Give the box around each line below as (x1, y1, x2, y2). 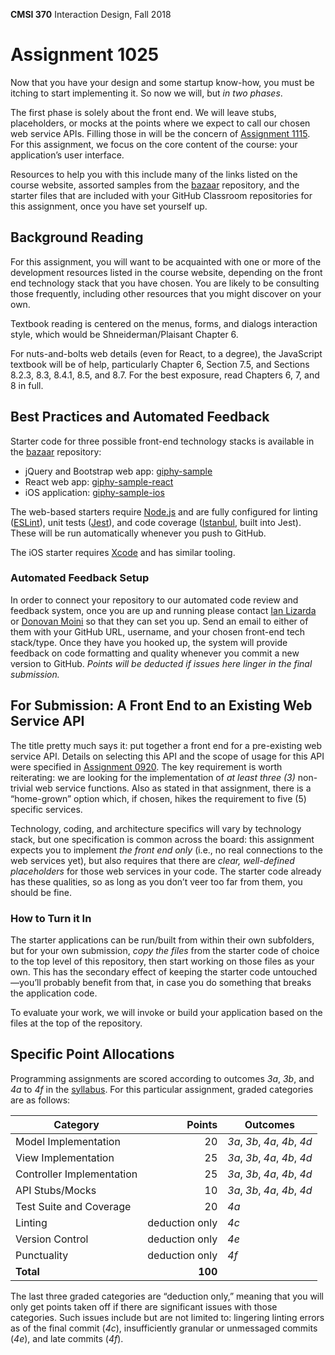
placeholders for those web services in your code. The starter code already (10, 865, 322, 877)
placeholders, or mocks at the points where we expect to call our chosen (10, 117, 311, 129)
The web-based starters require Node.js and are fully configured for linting (10, 505, 318, 518)
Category (53, 1117, 100, 1131)
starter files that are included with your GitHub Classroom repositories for (10, 189, 313, 201)
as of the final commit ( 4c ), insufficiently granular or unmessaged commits (10, 1322, 318, 1334)
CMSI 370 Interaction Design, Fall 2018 (10, 9, 172, 20)
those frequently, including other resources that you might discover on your (10, 287, 322, 299)
